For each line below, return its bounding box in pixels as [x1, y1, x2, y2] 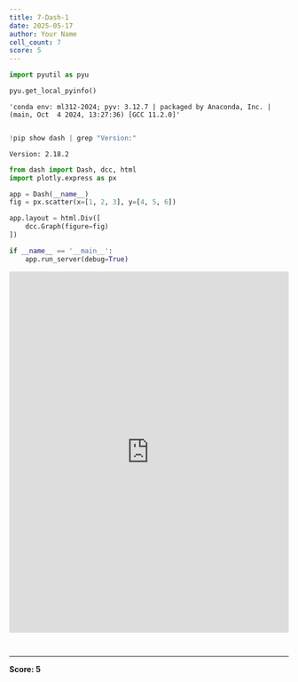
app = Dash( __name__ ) [9, 189, 90, 198]
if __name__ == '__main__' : [9, 246, 114, 255]
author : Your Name [9, 29, 77, 38]
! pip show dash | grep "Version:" [9, 133, 137, 142]
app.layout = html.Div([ [9, 214, 101, 223]
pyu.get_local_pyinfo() [9, 86, 98, 95]
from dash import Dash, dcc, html [9, 165, 137, 174]
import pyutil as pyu [9, 70, 90, 80]
